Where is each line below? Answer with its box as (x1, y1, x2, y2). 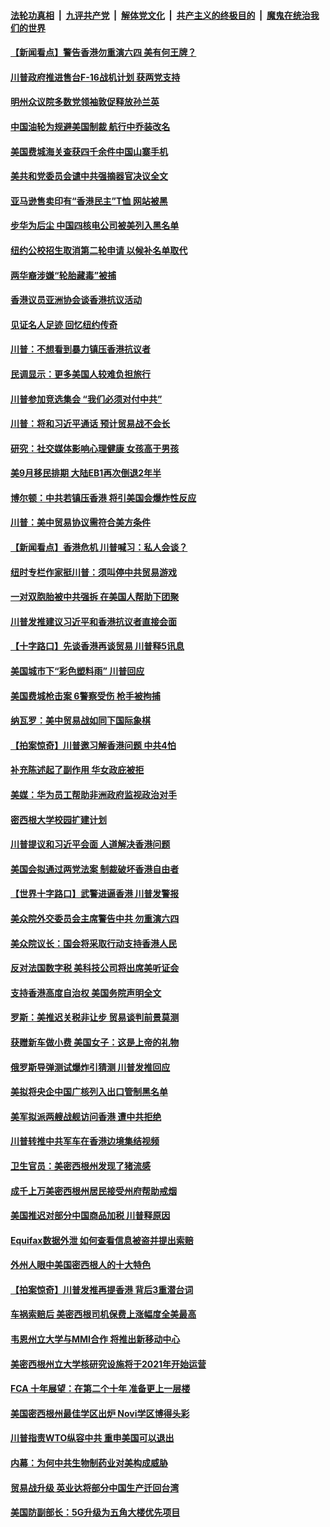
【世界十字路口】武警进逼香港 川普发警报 (10, 888, 180, 900)
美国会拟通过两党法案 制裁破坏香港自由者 (10, 863, 180, 875)
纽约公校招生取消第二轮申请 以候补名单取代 (10, 244, 188, 256)
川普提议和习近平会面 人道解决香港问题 (10, 838, 171, 850)
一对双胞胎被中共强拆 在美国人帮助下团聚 (10, 591, 180, 603)
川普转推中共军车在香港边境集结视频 (10, 1135, 160, 1147)
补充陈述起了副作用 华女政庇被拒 (10, 764, 145, 776)
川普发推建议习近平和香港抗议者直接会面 (10, 615, 177, 627)
